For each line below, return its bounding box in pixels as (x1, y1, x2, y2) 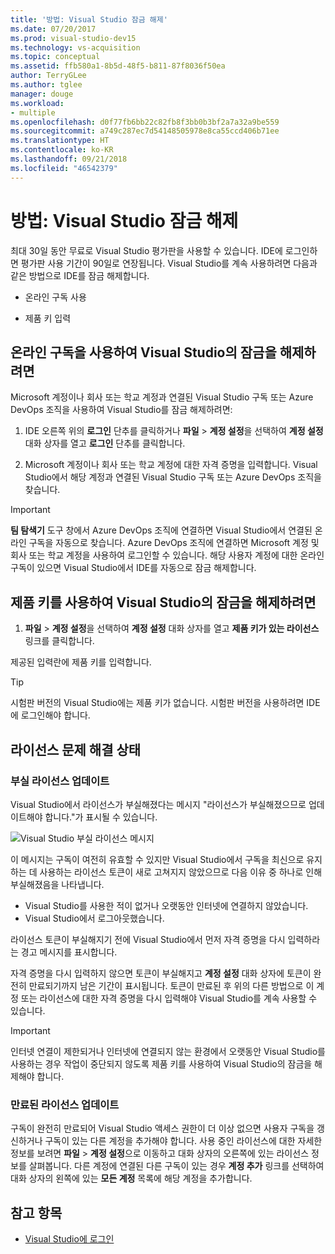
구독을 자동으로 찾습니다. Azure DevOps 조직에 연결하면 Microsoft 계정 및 (28, 537, 320, 549)
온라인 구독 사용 (24, 291, 87, 303)
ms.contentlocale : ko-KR (10, 145, 114, 155)
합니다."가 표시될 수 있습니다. (44, 811, 158, 823)
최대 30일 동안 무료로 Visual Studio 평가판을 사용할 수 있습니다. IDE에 (10, 244, 283, 256)
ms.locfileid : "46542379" (10, 163, 118, 173)
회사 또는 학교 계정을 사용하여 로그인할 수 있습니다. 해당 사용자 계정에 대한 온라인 (10, 549, 325, 561)
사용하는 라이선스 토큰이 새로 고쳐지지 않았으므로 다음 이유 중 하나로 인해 (39, 866, 323, 878)
